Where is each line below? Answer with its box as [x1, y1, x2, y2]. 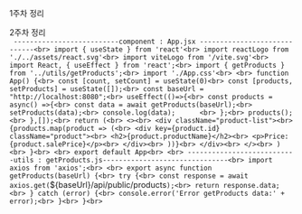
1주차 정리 [9, 8, 45, 18]
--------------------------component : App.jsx [13, 37, 196, 46]
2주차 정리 [9, 27, 46, 38]
